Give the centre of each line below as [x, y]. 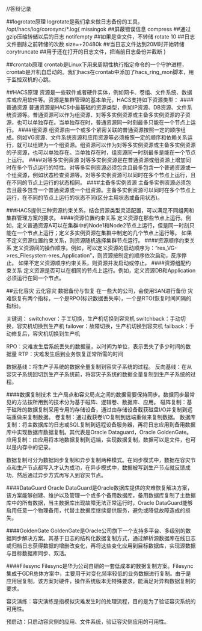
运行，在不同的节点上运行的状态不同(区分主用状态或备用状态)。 [85, 198]
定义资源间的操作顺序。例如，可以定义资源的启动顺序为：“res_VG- [95, 248]
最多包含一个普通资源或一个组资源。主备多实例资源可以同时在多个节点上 [106, 190]
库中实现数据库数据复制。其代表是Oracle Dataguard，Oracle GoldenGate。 [99, 432]
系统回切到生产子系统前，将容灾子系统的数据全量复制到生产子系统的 [106, 374]
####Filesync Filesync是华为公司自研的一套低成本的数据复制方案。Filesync [100, 566]
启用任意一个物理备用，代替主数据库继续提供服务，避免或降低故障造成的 [96, 510]
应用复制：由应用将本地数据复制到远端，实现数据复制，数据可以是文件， [96, 440]
